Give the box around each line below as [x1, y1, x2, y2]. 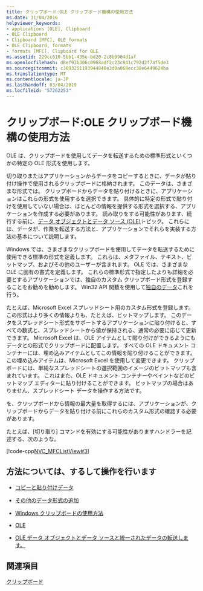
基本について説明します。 [16, 232, 80, 240]
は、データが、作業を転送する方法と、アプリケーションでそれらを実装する [6, 225, 192, 232]
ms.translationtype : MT [6, 71, 66, 77]
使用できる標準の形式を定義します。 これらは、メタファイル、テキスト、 [6, 253, 187, 260]
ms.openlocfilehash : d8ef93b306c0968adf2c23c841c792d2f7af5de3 [6, 59, 169, 65]
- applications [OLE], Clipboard [6, 25, 91, 32]
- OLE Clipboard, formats [6, 43, 71, 49]
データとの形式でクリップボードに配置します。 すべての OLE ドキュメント [6, 341, 189, 348]
